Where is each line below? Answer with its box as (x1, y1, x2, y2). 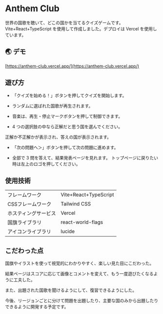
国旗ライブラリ (7, 219, 42, 226)
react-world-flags (60, 219, 103, 225)
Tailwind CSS (60, 201, 91, 207)
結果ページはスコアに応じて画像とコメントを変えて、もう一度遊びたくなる (5, 271, 154, 277)
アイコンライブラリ (7, 228, 52, 235)
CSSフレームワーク (7, 201, 52, 208)
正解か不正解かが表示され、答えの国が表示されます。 (5, 134, 111, 140)
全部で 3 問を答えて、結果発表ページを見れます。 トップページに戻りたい (12, 155, 158, 160)
